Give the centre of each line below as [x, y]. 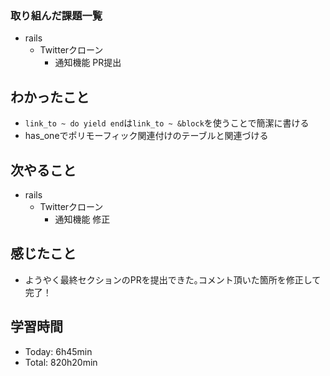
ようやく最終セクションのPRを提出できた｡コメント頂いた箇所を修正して [173, 279]
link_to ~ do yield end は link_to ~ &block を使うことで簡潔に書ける [167, 123]
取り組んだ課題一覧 [56, 15]
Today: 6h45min [58, 351]
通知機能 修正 [82, 219]
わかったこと [50, 97]
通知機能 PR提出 [88, 63]
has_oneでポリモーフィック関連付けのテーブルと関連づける [146, 136]
